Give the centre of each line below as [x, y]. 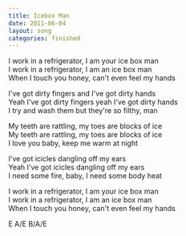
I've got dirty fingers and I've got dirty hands [82, 94]
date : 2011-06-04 [37, 23]
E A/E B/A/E [28, 224]
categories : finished [44, 38]
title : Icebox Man [39, 16]
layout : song [30, 31]
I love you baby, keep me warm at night [73, 143]
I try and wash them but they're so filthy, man [83, 111]
